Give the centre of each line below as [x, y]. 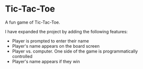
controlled [22, 56]
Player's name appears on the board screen [56, 46]
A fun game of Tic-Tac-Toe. [33, 22]
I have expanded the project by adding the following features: [66, 31]
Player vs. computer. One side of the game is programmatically [75, 51]
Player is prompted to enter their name [50, 41]
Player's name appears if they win [46, 61]
